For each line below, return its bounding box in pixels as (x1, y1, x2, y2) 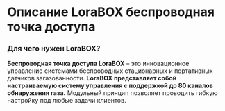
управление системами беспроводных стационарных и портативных (7, 67, 213, 75)
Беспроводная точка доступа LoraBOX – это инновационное (7, 60, 190, 68)
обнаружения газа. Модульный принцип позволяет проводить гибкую (7, 89, 218, 97)
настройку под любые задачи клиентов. (7, 96, 126, 105)
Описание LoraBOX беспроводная (7, 4, 215, 20)
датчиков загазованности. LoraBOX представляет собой (7, 74, 177, 83)
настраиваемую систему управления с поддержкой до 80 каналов (7, 81, 214, 90)
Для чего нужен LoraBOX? (7, 44, 101, 53)
